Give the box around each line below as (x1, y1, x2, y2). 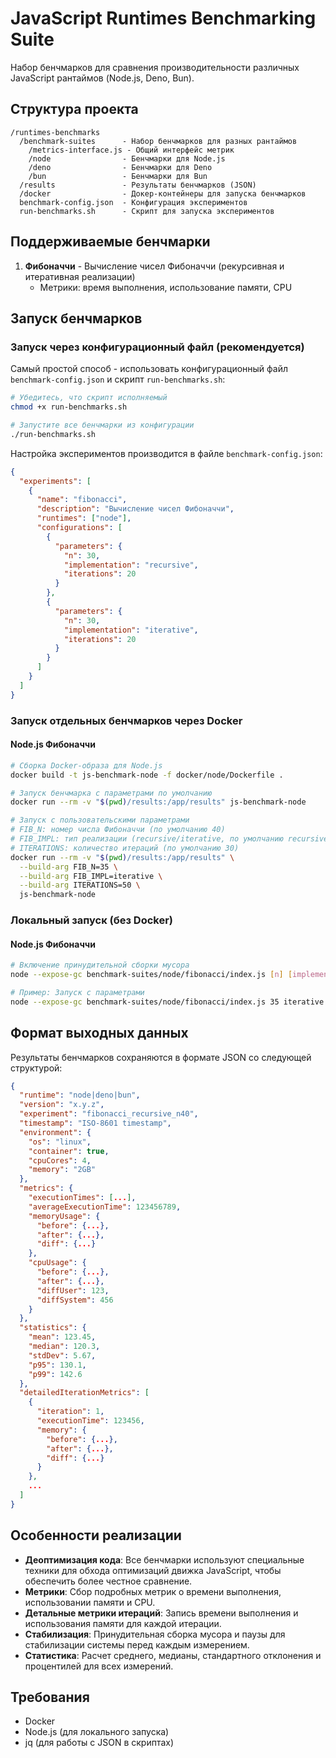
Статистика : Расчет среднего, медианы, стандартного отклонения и (24, 1649, 322, 1661)
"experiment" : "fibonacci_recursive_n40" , (19, 1109, 199, 1119)
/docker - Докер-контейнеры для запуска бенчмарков (19, 188, 307, 199)
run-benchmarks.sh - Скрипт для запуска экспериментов (19, 206, 275, 216)
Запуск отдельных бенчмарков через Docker (10, 713, 243, 727)
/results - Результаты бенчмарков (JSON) (19, 180, 257, 190)
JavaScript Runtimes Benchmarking (10, 7, 317, 30)
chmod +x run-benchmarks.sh (10, 402, 128, 412)
